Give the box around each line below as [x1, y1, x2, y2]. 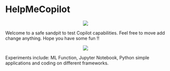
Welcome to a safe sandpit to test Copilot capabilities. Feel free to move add [5, 29, 165, 36]
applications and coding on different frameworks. [5, 60, 109, 66]
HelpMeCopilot [5, 4, 70, 15]
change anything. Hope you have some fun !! [5, 35, 100, 41]
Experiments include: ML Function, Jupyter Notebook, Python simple [5, 54, 150, 60]
